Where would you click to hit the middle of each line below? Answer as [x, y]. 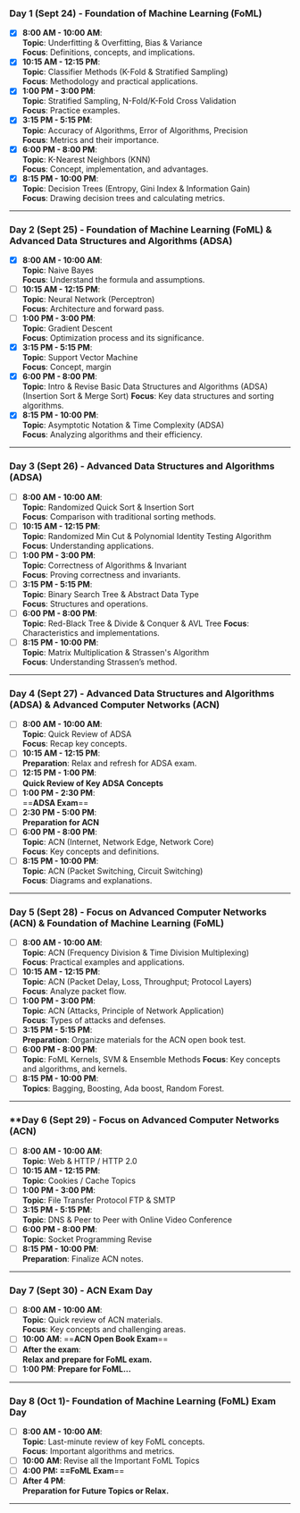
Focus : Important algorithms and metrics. [99, 1451]
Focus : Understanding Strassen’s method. [100, 662]
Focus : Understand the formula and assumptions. [113, 280]
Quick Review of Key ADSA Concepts [92, 783]
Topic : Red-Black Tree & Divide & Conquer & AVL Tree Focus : [136, 623]
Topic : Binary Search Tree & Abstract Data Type [110, 594]
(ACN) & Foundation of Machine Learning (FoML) [117, 923]
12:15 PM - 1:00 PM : [59, 773]
